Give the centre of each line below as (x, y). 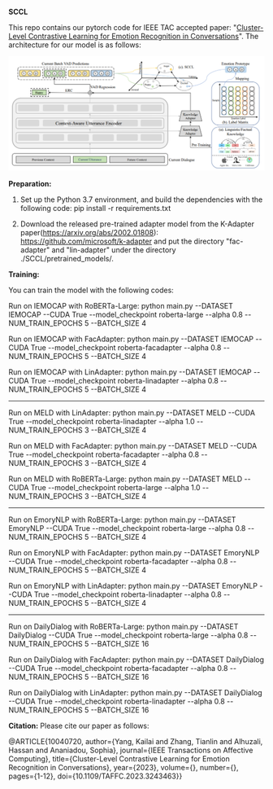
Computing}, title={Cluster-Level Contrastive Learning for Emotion (119, 758)
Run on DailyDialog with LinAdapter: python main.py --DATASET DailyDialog (135, 692)
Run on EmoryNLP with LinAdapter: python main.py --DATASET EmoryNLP (133, 585)
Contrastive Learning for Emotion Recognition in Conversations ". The (143, 36)
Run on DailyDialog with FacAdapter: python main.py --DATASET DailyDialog (136, 660)
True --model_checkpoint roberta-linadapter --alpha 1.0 (102, 421)
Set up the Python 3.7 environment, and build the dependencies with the (141, 199)
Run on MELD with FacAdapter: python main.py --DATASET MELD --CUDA (133, 445)
